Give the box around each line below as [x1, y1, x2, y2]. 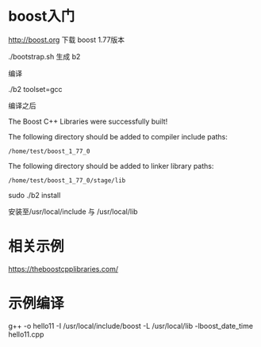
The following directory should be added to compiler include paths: [8, 132, 228, 141]
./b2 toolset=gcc [8, 84, 63, 93]
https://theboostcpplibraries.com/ [8, 264, 119, 273]
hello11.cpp [8, 330, 44, 339]
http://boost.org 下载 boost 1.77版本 [8, 35, 125, 44]
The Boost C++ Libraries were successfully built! [8, 116, 168, 126]
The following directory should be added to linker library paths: [8, 161, 214, 170]
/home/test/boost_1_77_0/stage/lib [8, 176, 126, 185]
